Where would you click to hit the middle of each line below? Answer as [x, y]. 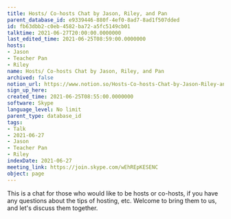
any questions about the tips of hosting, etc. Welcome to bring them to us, [112, 200]
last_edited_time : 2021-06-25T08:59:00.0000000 [77, 39]
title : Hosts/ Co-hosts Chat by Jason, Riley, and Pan [87, 13]
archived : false [30, 77]
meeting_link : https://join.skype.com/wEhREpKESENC [82, 167]
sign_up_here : [27, 90]
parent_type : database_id [44, 116]
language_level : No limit [44, 109]
